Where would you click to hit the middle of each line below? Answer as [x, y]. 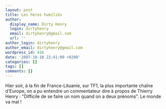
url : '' [18, 39]
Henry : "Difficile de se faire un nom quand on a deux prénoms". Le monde [83, 96]
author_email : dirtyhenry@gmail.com [44, 48]
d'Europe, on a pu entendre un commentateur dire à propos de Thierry [79, 91]
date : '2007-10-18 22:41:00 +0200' [43, 57]
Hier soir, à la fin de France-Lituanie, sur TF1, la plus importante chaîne [79, 86]
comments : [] [19, 71]
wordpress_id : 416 [25, 52]
